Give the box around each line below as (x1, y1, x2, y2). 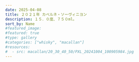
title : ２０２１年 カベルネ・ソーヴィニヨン (5, 12, 87, 17)
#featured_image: (5, 26, 42, 31)
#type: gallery (5, 35, 37, 40)
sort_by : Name (5, 21, 35, 26)
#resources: (5, 44, 30, 49)
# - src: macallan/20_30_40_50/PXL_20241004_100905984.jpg (5, 49, 134, 54)
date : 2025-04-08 (5, 7, 42, 12)
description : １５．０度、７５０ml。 (5, 16, 77, 21)
